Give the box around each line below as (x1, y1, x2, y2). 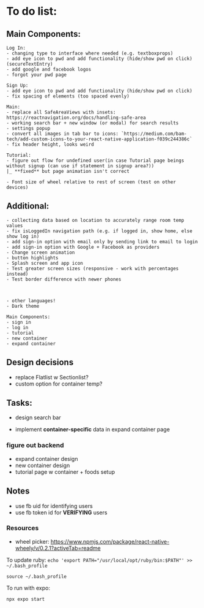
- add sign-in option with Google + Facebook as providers (6, 244, 160, 250)
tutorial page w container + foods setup (15, 468, 115, 476)
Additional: (6, 201, 49, 211)
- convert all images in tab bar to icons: (6, 131, 119, 137)
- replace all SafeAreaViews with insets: (6, 109, 116, 115)
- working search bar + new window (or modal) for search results (6, 120, 179, 126)
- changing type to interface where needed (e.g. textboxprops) (6, 50, 173, 56)
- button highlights (6, 254, 59, 261)
